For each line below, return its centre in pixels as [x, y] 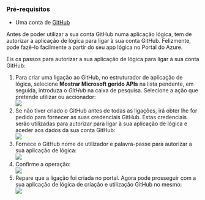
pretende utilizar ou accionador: [55, 97]
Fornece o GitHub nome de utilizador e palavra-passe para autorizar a [104, 144]
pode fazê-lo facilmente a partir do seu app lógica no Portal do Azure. [95, 47]
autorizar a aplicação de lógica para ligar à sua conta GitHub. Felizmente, [99, 41]
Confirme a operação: [43, 165]
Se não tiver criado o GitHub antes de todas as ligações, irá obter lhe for [106, 111]
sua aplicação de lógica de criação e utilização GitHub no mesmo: [99, 185]
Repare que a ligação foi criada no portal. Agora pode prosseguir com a [106, 178]
